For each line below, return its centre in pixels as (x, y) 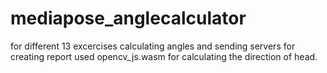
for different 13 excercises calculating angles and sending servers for (153, 46)
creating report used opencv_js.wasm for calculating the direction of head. (164, 56)
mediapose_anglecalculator (128, 18)
